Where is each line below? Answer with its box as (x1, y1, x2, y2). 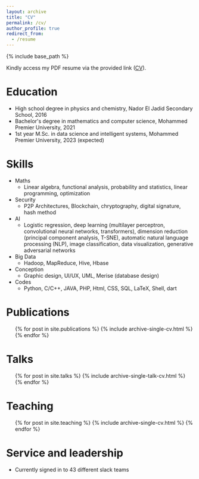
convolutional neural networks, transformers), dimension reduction (23, 228, 188, 235)
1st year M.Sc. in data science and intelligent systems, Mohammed (14, 130, 179, 137)
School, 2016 (14, 111, 47, 118)
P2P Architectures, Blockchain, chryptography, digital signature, (23, 202, 181, 209)
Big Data (14, 253, 36, 260)
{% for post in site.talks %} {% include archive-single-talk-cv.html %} (14, 372, 186, 379)
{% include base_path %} (6, 53, 69, 60)
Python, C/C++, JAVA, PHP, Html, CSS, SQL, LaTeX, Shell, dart (23, 284, 177, 292)
